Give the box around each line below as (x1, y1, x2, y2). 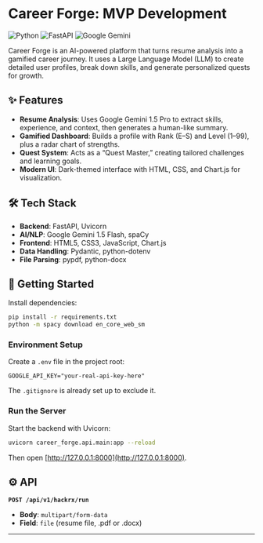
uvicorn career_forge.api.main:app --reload (8, 439, 156, 446)
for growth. (8, 71, 45, 80)
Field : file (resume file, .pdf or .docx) (19, 519, 142, 528)
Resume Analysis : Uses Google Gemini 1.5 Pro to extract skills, (19, 115, 224, 124)
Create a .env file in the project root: (8, 357, 125, 366)
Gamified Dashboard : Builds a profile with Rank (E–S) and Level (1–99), (19, 131, 250, 140)
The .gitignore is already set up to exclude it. (8, 386, 157, 395)
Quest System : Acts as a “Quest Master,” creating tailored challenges (19, 148, 245, 157)
